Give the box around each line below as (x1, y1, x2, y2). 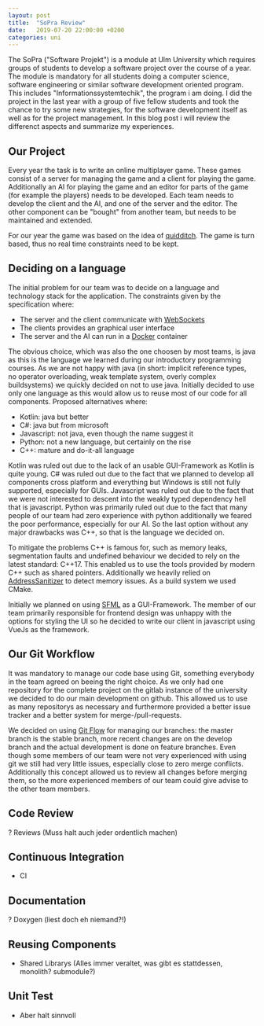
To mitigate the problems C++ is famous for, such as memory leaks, (8, 542, 228, 552)
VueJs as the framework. (8, 624, 90, 634)
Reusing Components (8, 937, 116, 951)
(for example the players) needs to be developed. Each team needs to (8, 190, 234, 200)
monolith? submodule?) (19, 966, 96, 976)
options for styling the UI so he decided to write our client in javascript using (8, 616, 255, 626)
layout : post (8, 11, 51, 20)
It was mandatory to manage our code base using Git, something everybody (8, 668, 255, 678)
